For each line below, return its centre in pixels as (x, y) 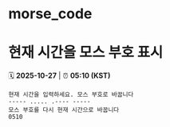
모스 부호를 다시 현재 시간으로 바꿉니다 (64, 110)
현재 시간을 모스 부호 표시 (86, 53)
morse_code (50, 14)
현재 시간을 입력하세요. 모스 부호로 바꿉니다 (71, 95)
